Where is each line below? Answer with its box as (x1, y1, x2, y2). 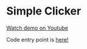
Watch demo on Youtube (6, 24, 69, 31)
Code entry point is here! (6, 36, 69, 43)
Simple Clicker (6, 4, 82, 18)
